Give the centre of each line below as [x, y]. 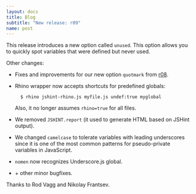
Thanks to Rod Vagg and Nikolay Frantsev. [58, 184]
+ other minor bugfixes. [44, 173]
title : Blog [21, 17]
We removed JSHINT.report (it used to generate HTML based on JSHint [102, 120]
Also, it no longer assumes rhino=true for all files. [75, 108]
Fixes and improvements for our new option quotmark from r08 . [91, 74]
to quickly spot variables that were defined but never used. [78, 52]
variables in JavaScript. [43, 150]
